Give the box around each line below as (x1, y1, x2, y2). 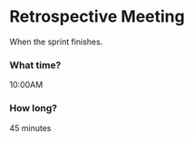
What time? (9, 59, 62, 71)
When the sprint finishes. (9, 36, 103, 47)
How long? (9, 102, 57, 115)
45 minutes (9, 122, 52, 133)
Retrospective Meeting (9, 6, 186, 27)
